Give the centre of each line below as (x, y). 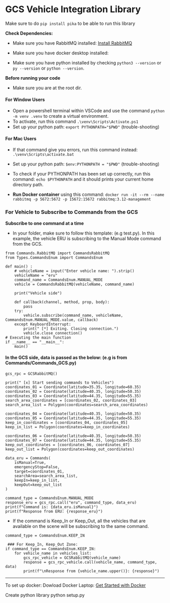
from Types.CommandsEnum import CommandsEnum (54, 257)
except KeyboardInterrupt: (43, 324)
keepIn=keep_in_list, (37, 480)
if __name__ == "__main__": (35, 342)
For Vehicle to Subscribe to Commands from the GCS (72, 212)
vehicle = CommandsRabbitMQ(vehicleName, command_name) (75, 284)
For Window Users (25, 99)
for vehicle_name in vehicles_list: (53, 553)
